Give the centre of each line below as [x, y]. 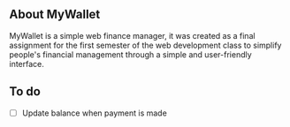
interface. [27, 63]
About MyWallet [55, 15]
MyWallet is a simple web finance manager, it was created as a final [132, 35]
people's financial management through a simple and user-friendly [130, 54]
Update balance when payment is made [95, 113]
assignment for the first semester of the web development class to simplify [145, 45]
